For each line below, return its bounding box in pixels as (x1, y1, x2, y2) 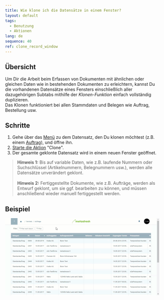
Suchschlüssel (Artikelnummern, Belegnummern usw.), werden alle (17, 165, 153, 171)
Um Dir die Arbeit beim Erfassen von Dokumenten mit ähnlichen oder (5, 76, 144, 82)
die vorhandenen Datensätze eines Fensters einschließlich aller (5, 86, 133, 92)
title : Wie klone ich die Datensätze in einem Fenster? (5, 8, 121, 13)
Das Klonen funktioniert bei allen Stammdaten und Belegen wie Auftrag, (5, 102, 150, 108)
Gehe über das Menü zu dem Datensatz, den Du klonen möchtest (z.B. (12, 134, 155, 140)
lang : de (5, 34, 23, 39)
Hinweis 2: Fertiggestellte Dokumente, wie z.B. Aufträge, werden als (17, 180, 156, 186)
